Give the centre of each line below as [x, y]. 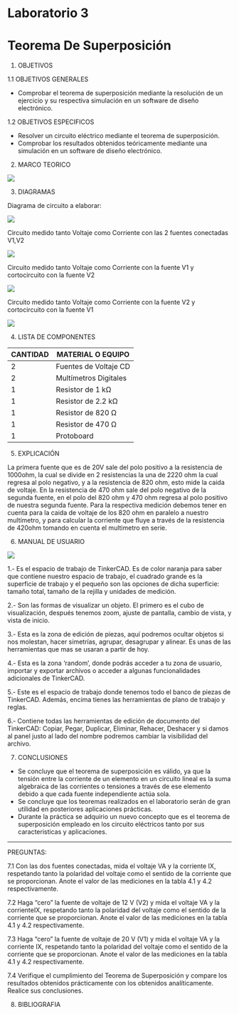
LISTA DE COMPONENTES [57, 337]
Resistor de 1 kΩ [84, 390]
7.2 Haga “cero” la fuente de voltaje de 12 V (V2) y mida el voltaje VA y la [114, 903]
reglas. [17, 707]
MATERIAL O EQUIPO [93, 355]
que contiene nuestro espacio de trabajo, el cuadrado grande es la [105, 576]
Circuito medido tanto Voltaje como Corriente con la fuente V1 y [101, 268]
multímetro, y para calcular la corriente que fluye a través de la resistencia [116, 521]
